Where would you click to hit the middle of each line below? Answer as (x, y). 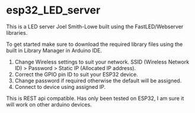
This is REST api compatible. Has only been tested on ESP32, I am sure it (95, 98)
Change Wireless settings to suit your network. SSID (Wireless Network (102, 62)
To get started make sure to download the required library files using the (95, 44)
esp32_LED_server (53, 10)
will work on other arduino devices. (49, 104)
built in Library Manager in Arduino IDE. (54, 50)
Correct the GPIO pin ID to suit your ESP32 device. (76, 74)
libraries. (17, 32)
